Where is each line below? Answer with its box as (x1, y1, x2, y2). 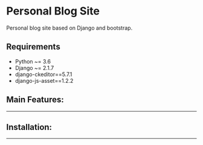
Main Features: (6, 95, 65, 105)
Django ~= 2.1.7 (14, 64, 54, 71)
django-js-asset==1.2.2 (14, 77, 74, 84)
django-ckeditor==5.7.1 (14, 71, 72, 78)
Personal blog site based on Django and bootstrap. (6, 24, 133, 31)
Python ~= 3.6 (14, 57, 51, 65)
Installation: (6, 122, 53, 132)
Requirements (6, 42, 60, 52)
